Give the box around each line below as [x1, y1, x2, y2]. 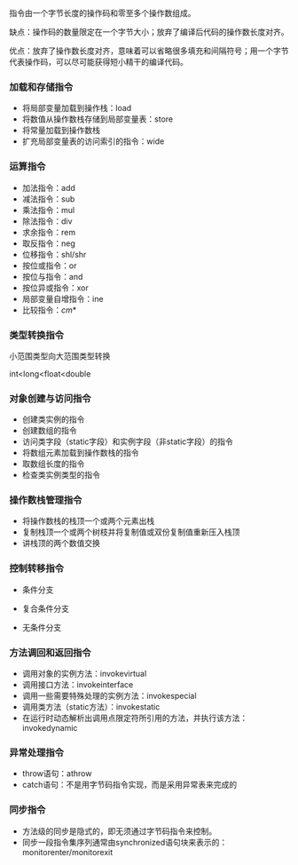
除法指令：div [21, 216, 73, 226]
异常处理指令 [9, 747, 65, 758]
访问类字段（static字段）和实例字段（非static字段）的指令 [21, 436, 233, 447]
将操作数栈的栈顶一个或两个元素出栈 [21, 516, 155, 527]
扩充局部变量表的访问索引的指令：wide [21, 136, 165, 147]
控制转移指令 [9, 562, 65, 575]
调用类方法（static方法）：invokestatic [21, 702, 161, 712]
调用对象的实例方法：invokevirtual [21, 669, 147, 679]
